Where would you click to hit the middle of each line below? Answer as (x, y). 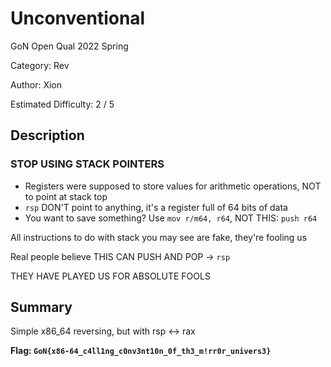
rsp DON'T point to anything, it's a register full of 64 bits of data (156, 207)
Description (47, 135)
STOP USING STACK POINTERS (87, 164)
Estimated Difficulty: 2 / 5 (62, 104)
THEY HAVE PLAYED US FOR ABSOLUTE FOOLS (110, 276)
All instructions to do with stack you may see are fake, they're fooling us (159, 237)
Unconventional (78, 18)
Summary (41, 307)
